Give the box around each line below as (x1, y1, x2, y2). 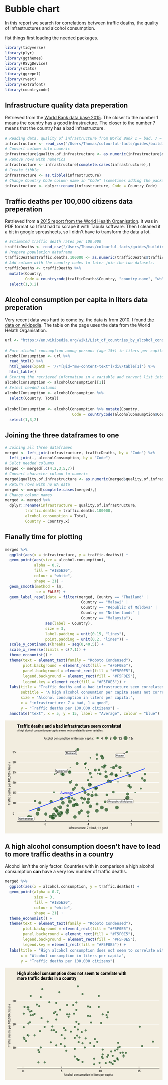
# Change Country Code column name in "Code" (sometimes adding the (5, 178, 151, 183)
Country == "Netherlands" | (81, 610, 140, 615)
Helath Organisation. (5, 327, 47, 333)
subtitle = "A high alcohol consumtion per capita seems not (20, 690, 151, 695)
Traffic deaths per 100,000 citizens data (5, 197, 133, 206)
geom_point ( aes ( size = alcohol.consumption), (9, 558, 106, 563)
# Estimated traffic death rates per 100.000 (5, 239, 101, 244)
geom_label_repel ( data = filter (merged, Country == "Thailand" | (9, 594, 149, 600)
